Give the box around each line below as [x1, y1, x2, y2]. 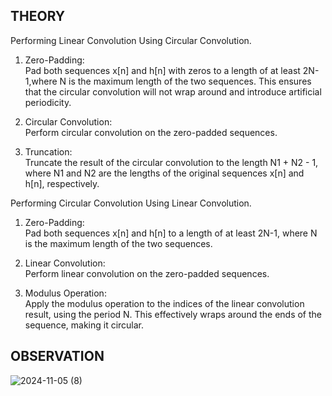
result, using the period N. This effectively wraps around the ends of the [24, 308, 322, 320]
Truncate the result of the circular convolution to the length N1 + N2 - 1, [24, 156, 319, 168]
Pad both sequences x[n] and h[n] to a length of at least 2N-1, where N [24, 227, 318, 239]
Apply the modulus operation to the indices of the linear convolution [24, 297, 305, 309]
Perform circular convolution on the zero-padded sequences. [24, 126, 278, 138]
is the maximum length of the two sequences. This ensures [68, 75, 312, 87]
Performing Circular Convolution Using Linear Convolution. [10, 197, 252, 209]
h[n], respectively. [24, 177, 100, 189]
